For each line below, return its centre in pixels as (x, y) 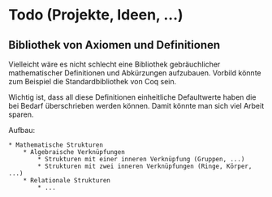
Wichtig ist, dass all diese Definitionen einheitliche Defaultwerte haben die (132, 97)
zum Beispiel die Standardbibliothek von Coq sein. (93, 81)
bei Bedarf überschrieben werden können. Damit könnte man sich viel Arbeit (136, 106)
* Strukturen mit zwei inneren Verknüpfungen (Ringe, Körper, (145, 166)
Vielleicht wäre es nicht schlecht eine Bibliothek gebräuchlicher (114, 64)
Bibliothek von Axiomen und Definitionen (114, 45)
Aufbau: (22, 130)
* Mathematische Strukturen (56, 145)
